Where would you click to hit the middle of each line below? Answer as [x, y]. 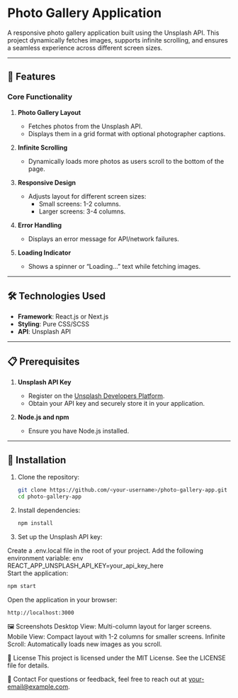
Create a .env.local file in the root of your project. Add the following [105, 550]
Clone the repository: [49, 477]
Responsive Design [47, 182]
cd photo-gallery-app [49, 497]
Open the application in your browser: [63, 599]
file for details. [28, 665]
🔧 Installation [37, 460]
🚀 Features [32, 77]
